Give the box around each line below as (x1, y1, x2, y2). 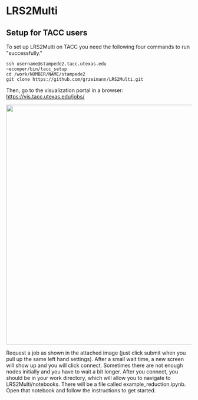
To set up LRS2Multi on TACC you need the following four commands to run (6, 43, 190, 50)
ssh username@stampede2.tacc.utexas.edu (6, 61, 107, 67)
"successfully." (6, 50, 43, 57)
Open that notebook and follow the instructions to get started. (6, 387, 156, 394)
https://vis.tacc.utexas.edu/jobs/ (6, 93, 85, 100)
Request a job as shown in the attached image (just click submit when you (6, 349, 186, 356)
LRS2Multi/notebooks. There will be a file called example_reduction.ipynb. (6, 381, 186, 388)
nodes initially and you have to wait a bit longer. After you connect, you (6, 368, 179, 375)
